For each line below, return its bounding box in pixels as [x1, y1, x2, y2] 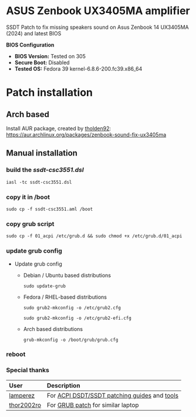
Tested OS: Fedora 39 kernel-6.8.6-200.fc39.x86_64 [14, 65, 143, 72]
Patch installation [6, 86, 93, 100]
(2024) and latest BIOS [6, 29, 62, 37]
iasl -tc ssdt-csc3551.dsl [6, 179, 72, 185]
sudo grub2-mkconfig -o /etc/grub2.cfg [23, 305, 121, 310]
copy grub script [6, 220, 55, 228]
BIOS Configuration [6, 41, 55, 48]
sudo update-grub [23, 283, 66, 289]
